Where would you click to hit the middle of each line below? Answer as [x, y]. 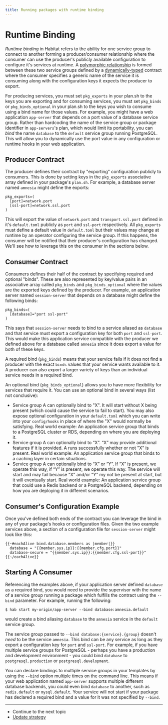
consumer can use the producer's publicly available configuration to [75, 59]
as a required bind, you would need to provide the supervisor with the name [83, 590]
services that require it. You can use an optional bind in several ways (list [80, 390]
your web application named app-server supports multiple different [74, 681]
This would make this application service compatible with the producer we [82, 339]
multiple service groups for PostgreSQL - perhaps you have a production [80, 650]
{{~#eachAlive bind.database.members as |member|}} [60, 544]
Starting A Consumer [39, 573]
